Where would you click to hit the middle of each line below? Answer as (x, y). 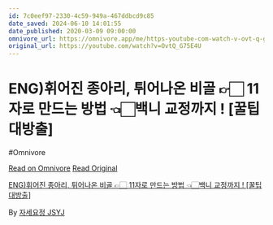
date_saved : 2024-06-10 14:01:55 (65, 24)
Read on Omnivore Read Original (63, 168)
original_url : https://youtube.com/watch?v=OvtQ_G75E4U (105, 46)
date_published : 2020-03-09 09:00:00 (72, 31)
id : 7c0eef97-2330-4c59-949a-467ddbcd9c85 (81, 16)
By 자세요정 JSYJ (37, 213)
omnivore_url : (32, 39)
